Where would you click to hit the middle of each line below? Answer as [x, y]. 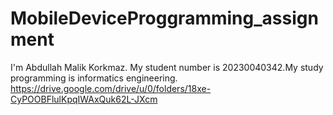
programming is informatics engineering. [94, 78]
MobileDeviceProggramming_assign [164, 18]
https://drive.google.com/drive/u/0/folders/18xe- [111, 88]
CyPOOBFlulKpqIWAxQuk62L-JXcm [84, 99]
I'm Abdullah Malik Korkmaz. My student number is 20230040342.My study [167, 67]
